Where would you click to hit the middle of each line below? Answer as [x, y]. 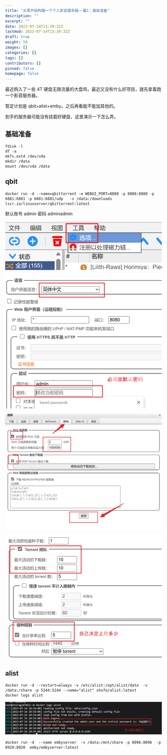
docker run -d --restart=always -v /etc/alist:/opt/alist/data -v [77, 686]
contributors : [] [23, 63]
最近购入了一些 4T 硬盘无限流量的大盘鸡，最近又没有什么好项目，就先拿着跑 [83, 89]
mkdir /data [17, 161]
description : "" [22, 16]
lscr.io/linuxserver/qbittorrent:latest [48, 204]
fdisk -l [14, 146]
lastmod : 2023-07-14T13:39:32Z [38, 32]
